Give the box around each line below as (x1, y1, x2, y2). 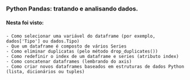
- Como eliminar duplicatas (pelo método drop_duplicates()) (6, 49, 158, 54)
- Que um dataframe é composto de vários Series (6, 43, 127, 49)
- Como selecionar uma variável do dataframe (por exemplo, (6, 34, 156, 39)
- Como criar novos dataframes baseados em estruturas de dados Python (6, 64, 184, 70)
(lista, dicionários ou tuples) (6, 69, 85, 75)
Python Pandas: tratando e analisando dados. (6, 5, 139, 13)
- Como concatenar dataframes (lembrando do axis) (6, 59, 132, 65)
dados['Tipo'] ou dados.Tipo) (6, 38, 80, 45)
